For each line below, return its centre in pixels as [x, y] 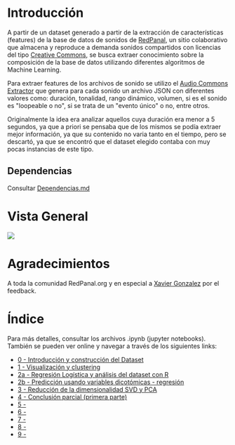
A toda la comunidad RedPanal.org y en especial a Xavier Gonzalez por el [113, 283]
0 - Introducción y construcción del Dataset [80, 359]
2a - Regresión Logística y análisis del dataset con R [93, 374]
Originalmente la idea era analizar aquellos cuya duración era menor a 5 [111, 119]
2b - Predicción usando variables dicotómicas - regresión [101, 382]
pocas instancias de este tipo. [51, 149]
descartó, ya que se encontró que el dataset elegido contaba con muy [109, 141]
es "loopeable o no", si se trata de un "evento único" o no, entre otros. [109, 105]
